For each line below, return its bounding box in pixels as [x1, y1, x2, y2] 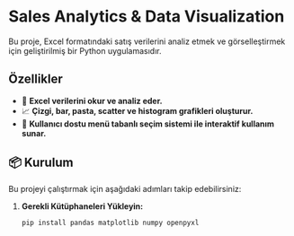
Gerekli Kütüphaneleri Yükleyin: [21, 200, 144, 212]
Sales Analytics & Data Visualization [8, 6, 285, 27]
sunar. [21, 127, 47, 138]
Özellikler [8, 72, 64, 87]
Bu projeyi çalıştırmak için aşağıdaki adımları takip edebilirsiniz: [8, 183, 242, 194]
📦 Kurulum [8, 155, 74, 170]
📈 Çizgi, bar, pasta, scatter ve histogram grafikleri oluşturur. [21, 105, 254, 116]
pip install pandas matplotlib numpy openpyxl [21, 218, 200, 227]
